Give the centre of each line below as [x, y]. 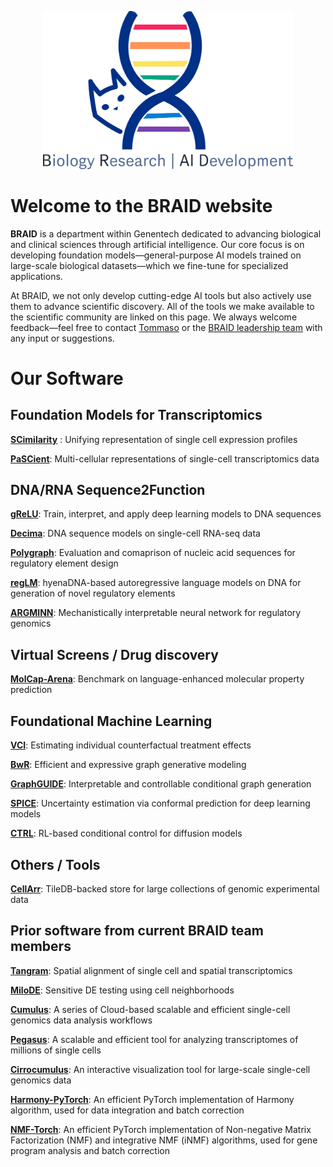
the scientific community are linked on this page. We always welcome [154, 317]
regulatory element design [64, 563]
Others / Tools [55, 864]
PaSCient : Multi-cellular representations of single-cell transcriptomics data [165, 458]
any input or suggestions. [62, 338]
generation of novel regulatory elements [93, 593]
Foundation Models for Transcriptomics [136, 415]
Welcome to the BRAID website [141, 205]
